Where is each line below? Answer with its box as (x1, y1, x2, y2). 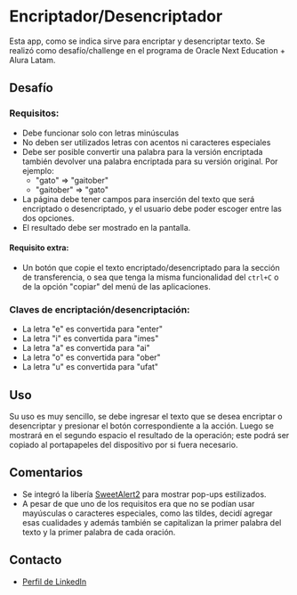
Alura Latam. (9, 54, 56, 65)
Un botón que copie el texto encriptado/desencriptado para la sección (21, 262, 280, 273)
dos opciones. (21, 212, 75, 224)
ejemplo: (21, 165, 55, 175)
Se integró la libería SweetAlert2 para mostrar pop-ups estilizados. (21, 488, 267, 500)
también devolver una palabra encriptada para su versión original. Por (21, 156, 278, 167)
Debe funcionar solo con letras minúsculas (21, 127, 180, 138)
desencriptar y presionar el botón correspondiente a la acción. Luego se (9, 420, 274, 431)
